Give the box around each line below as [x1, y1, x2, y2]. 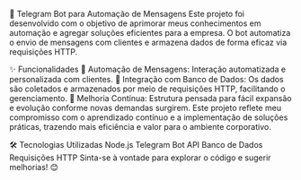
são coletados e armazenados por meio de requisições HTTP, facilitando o [9, 83, 286, 94]
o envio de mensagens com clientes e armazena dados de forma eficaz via [9, 37, 288, 47]
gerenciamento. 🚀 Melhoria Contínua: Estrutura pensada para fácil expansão [9, 93, 292, 103]
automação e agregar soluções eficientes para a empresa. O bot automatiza [9, 28, 291, 38]
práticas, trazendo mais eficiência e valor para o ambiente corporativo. [9, 122, 271, 132]
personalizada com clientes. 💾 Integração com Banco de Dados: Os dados [9, 74, 285, 84]
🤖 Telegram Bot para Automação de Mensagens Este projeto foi [9, 9, 245, 19]
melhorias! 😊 [9, 162, 59, 172]
